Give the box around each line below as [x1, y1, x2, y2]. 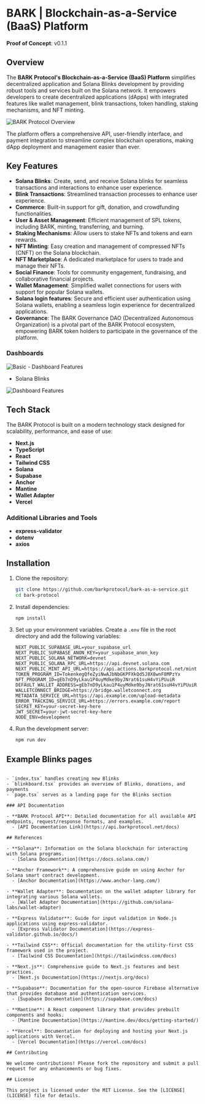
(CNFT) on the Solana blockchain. [15, 249, 101, 256]
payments [6, 787, 29, 793]
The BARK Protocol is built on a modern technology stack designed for [6, 421, 185, 428]
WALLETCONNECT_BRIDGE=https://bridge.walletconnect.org [15, 688, 161, 694]
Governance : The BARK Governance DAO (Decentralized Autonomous [15, 314, 194, 322]
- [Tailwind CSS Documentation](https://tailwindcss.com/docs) [12, 953, 177, 959]
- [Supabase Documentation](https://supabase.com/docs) [12, 996, 158, 1002]
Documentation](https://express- [69, 926, 155, 933]
